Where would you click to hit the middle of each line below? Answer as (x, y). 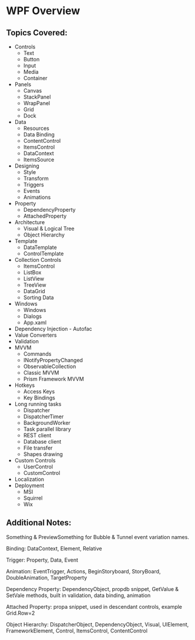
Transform (36, 178)
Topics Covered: (37, 33)
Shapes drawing (43, 454)
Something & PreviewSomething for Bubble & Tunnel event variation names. (98, 537)
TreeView (35, 285)
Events (31, 191)
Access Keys (39, 391)
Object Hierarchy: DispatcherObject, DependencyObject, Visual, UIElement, (97, 624)
